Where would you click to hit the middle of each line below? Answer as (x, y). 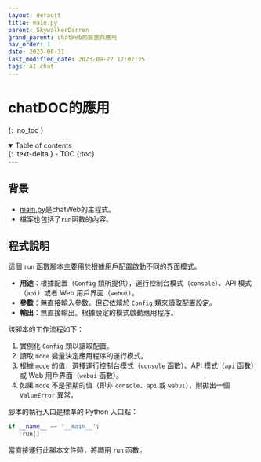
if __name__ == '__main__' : (54, 427)
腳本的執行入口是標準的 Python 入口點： (73, 412)
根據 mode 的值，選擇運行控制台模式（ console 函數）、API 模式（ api (127, 365)
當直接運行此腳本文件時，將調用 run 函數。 (77, 450)
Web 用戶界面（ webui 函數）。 (76, 376)
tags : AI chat (31, 67)
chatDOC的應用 (59, 108)
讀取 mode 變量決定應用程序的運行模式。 (83, 356)
